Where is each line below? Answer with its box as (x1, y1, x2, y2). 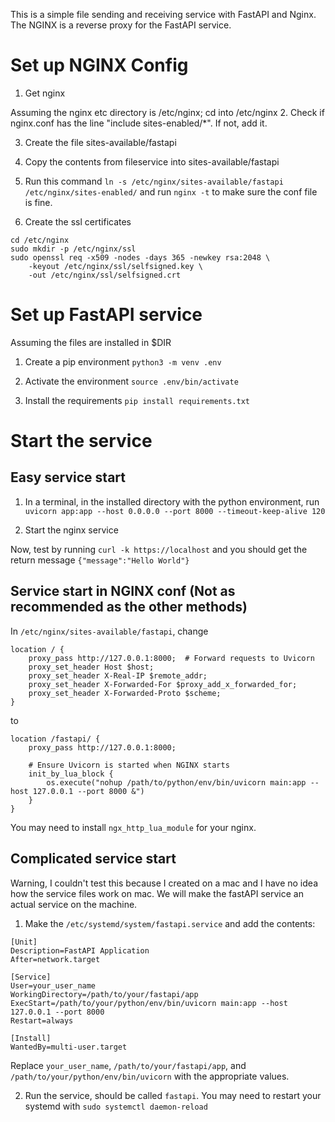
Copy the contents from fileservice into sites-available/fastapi (24, 155, 280, 168)
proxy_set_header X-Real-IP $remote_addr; (28, 670, 208, 681)
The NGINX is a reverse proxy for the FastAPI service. (10, 19, 232, 31)
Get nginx (24, 87, 66, 99)
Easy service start (10, 469, 126, 486)
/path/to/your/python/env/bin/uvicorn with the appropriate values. (10, 1070, 290, 1082)
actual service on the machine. (10, 898, 138, 910)
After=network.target (10, 954, 101, 964)
